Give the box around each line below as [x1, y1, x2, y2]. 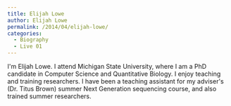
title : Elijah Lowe [7, 10, 65, 18]
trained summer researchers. [7, 92, 92, 100]
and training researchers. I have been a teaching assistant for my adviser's [7, 77, 224, 85]
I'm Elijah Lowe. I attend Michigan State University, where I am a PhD [7, 62, 207, 70]
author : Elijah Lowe [7, 17, 68, 24]
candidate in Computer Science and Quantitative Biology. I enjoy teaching [7, 69, 221, 78]
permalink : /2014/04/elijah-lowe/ [7, 23, 109, 30]
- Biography [13, 37, 49, 44]
